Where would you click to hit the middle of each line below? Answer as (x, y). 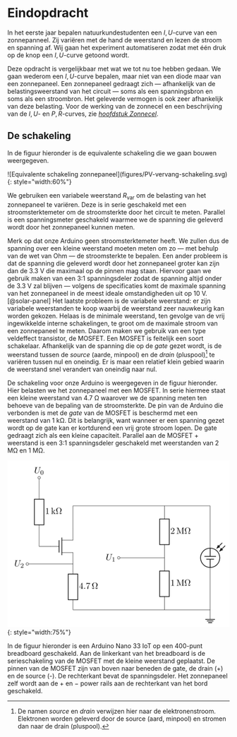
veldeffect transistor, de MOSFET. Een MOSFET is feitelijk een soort (105, 338)
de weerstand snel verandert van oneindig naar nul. (82, 369)
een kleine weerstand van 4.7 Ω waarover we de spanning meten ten (107, 398)
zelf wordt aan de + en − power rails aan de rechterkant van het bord (108, 683)
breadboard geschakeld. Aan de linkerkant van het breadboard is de (107, 653)
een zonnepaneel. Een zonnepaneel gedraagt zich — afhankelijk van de (111, 83)
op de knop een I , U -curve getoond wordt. (68, 55)
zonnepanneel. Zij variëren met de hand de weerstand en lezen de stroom (115, 40)
